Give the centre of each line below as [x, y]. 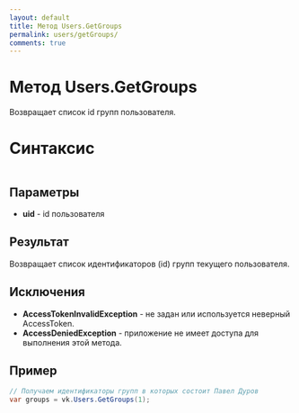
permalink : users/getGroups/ [64, 34]
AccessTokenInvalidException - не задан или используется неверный [156, 314]
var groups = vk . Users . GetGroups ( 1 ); [80, 400]
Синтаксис [52, 148]
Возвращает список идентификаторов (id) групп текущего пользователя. [149, 264]
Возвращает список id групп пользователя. [93, 112]
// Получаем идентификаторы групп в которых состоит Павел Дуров [134, 391]
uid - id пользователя [63, 213]
